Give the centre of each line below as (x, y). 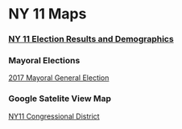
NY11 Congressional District (54, 116)
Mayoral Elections (44, 61)
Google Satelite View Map (60, 99)
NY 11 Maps (48, 14)
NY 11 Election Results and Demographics (91, 39)
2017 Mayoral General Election (59, 78)
